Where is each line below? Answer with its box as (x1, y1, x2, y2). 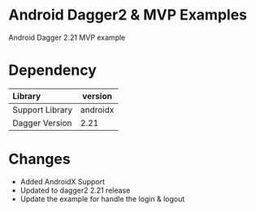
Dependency (8, 61, 97, 80)
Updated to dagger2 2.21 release (19, 185, 131, 195)
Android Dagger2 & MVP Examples (8, 6, 248, 24)
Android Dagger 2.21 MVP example (8, 32, 126, 42)
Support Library (12, 104, 73, 115)
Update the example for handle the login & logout (19, 193, 185, 204)
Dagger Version (12, 117, 72, 128)
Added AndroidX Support (19, 176, 106, 186)
